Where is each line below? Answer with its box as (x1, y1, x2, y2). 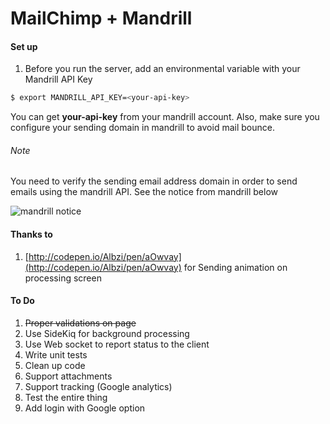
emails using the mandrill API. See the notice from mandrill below (10, 186, 278, 198)
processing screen (24, 272, 102, 284)
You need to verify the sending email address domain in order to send (10, 175, 298, 187)
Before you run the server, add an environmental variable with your (24, 63, 301, 75)
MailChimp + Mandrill (10, 7, 193, 30)
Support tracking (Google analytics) (24, 380, 173, 392)
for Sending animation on (183, 261, 288, 273)
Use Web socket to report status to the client (24, 338, 210, 350)
